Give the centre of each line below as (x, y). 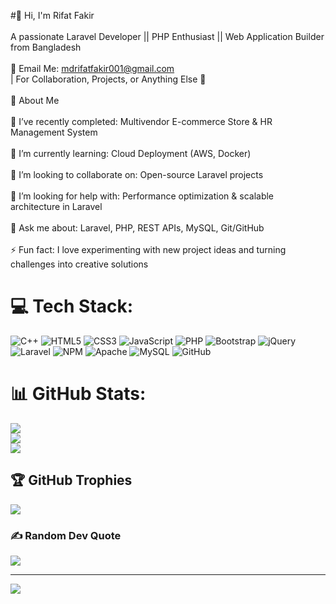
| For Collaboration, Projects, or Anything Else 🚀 (108, 79)
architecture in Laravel (56, 206)
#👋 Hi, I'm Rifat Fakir (52, 15)
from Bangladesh (46, 47)
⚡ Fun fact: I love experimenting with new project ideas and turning (148, 249)
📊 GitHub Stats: (78, 394)
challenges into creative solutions (79, 264)
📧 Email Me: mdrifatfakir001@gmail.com (92, 68)
